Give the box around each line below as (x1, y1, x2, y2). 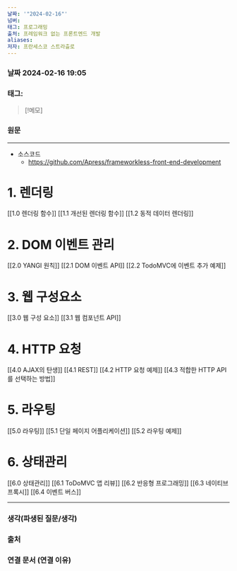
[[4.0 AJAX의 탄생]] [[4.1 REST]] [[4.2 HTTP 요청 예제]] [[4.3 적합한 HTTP (7, 366, 215, 374)
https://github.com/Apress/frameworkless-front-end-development (28, 157, 221, 166)
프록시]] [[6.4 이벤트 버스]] (7, 488, 81, 496)
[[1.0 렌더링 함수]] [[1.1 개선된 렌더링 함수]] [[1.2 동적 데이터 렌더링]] (7, 209, 194, 218)
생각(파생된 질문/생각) (7, 514, 78, 524)
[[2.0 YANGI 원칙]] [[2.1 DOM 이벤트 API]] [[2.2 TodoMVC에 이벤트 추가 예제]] (7, 261, 226, 270)
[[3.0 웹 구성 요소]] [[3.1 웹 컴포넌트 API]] (7, 313, 121, 322)
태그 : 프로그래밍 (7, 23, 48, 30)
